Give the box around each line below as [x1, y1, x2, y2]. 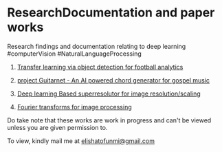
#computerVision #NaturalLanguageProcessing [7, 50, 142, 58]
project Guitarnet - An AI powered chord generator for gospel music [16, 76, 210, 84]
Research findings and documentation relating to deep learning [7, 42, 186, 50]
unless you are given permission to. [7, 123, 108, 131]
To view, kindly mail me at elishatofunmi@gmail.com [7, 136, 155, 145]
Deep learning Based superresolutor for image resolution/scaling [16, 89, 201, 98]
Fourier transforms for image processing [16, 102, 132, 111]
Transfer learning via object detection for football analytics [16, 63, 184, 71]
